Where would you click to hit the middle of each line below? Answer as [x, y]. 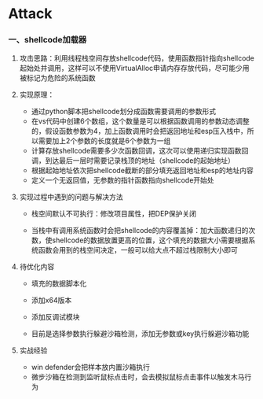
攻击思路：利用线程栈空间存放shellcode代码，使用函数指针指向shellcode [137, 58]
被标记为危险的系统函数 [57, 78]
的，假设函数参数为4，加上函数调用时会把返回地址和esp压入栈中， [139, 131]
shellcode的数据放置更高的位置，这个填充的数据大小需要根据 [150, 240]
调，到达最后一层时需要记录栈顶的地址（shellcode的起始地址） [133, 161]
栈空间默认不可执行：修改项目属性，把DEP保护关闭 [114, 214]
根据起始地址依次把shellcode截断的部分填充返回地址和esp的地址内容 [142, 171]
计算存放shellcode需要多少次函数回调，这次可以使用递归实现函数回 [140, 151]
